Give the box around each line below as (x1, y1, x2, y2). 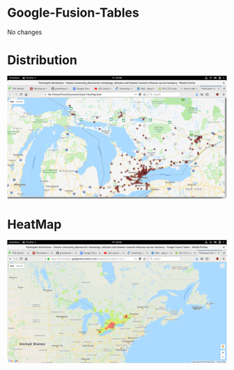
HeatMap (7, 217, 62, 232)
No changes (7, 28, 42, 36)
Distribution (7, 52, 78, 68)
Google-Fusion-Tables (7, 5, 139, 21)
